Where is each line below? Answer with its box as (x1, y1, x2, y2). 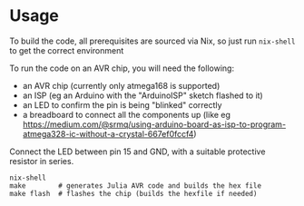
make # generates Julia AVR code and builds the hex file (9, 181, 261, 191)
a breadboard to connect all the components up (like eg (22, 109, 231, 120)
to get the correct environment (9, 44, 124, 55)
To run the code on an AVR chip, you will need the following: (9, 63, 234, 74)
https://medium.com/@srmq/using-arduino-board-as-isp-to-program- (22, 119, 287, 130)
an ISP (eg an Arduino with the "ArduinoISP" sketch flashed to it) (22, 90, 263, 101)
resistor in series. (9, 155, 74, 166)
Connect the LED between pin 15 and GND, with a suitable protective (9, 146, 266, 157)
